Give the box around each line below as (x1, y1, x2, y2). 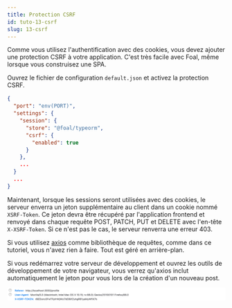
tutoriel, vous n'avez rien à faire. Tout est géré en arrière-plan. (7, 246, 185, 254)
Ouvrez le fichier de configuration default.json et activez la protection (7, 73, 209, 82)
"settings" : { (13, 110, 54, 117)
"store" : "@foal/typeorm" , (25, 125, 104, 132)
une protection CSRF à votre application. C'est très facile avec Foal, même (7, 53, 220, 62)
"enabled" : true (32, 139, 79, 146)
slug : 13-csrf (7, 26, 48, 33)
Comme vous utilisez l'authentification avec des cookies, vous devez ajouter (7, 46, 225, 54)
